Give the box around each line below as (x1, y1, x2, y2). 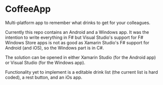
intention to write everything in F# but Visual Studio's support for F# (5, 34, 144, 40)
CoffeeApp (5, 3, 51, 15)
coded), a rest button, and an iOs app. (5, 74, 82, 80)
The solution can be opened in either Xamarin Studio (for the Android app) (5, 54, 156, 60)
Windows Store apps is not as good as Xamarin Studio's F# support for (5, 39, 150, 45)
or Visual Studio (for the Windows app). (5, 59, 85, 65)
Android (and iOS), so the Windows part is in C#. (5, 45, 104, 51)
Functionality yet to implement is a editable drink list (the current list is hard (5, 69, 158, 75)
